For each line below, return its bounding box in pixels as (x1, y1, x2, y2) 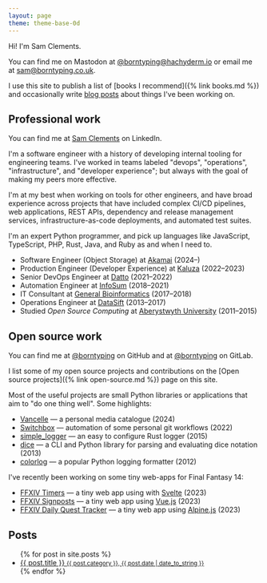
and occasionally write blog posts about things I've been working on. (8, 89, 236, 99)
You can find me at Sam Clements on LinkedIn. (8, 134, 162, 143)
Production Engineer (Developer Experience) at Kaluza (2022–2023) (19, 263, 245, 273)
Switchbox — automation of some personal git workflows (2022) (19, 423, 233, 432)
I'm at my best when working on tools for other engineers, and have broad (8, 190, 253, 200)
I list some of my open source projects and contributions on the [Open (8, 366, 240, 376)
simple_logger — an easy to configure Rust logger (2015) (19, 432, 208, 441)
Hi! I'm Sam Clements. (8, 41, 82, 50)
